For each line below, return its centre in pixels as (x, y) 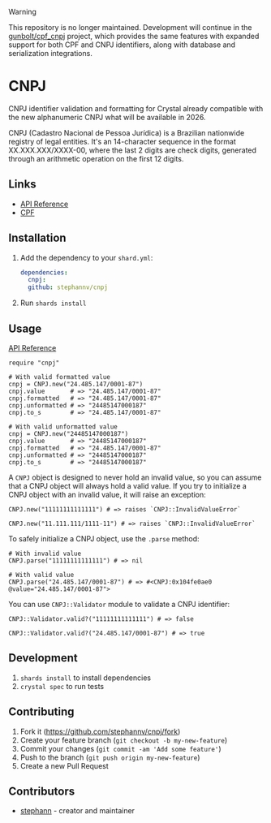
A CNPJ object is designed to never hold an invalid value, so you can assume (135, 477)
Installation (37, 238)
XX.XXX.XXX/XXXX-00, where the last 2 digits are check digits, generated (133, 150)
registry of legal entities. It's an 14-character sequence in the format (123, 141)
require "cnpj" (34, 363)
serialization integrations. (51, 53)
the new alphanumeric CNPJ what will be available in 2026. (107, 117)
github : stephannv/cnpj (68, 287)
